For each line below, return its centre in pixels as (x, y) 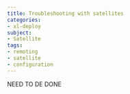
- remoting (23, 52)
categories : (24, 20)
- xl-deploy (24, 26)
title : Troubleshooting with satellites (66, 13)
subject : (19, 33)
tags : (15, 45)
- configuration (30, 64)
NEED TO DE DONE (34, 84)
